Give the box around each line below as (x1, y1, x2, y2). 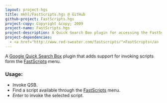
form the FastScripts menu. (5, 58, 61, 64)
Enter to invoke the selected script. (12, 93, 84, 99)
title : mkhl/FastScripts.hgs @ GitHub (5, 12, 85, 17)
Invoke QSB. (12, 82, 38, 88)
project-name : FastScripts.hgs (5, 26, 70, 31)
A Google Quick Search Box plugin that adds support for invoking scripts (5, 53, 154, 59)
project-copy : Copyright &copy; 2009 (5, 21, 83, 26)
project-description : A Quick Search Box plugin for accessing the (5, 30, 148, 35)
